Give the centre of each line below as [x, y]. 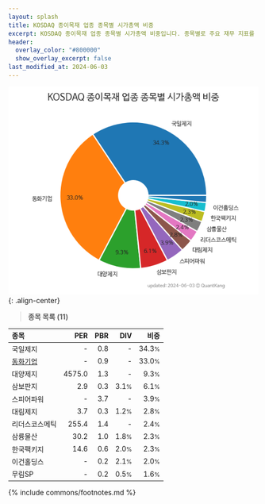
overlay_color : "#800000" [58, 50]
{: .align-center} [35, 300]
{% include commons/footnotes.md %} [72, 492]
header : [21, 42]
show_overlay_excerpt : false [63, 59]
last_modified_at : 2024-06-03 [58, 67]
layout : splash [33, 17]
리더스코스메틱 [34, 424]
